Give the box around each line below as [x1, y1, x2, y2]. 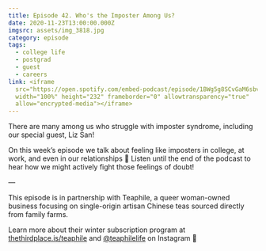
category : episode [8, 33, 69, 42]
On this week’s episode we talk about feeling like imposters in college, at [8, 146, 245, 155]
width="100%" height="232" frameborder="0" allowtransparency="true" [15, 93, 249, 101]
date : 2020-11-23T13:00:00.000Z [8, 19, 115, 27]
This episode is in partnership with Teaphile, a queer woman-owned [8, 193, 230, 203]
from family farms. [8, 210, 69, 219]
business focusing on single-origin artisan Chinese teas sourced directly [8, 201, 245, 211]
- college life [15, 48, 66, 56]
